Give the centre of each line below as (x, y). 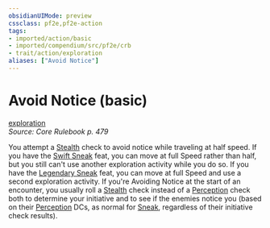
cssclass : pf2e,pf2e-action (56, 23)
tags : (17, 31)
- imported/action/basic (50, 38)
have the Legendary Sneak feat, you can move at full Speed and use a (125, 172)
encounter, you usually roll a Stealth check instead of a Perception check (129, 189)
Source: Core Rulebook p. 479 (58, 131)
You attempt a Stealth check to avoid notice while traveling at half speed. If (133, 147)
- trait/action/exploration (56, 53)
